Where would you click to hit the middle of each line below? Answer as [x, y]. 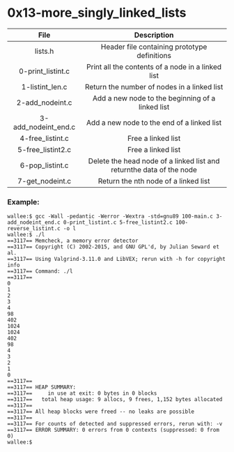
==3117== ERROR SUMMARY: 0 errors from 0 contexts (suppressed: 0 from [113, 430]
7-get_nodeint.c [44, 181]
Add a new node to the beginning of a [154, 98]
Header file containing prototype [154, 47]
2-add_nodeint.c [44, 103]
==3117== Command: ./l [40, 271]
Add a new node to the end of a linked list [154, 122]
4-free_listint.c [45, 138]
